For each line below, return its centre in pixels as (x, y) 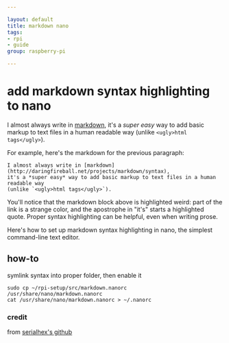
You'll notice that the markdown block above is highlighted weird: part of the (115, 202)
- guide (18, 45)
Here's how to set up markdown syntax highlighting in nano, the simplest (110, 230)
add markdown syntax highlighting (109, 92)
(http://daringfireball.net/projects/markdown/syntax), (88, 171)
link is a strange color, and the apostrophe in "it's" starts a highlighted (106, 209)
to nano (29, 106)
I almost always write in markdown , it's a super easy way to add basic (106, 125)
